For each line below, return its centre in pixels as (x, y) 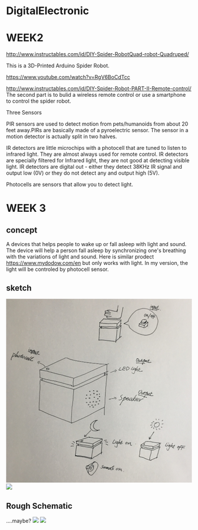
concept (22, 230)
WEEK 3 (26, 208)
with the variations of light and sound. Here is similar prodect (80, 257)
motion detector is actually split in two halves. (62, 136)
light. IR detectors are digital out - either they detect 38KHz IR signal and (94, 167)
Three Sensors (24, 113)
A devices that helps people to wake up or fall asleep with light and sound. (96, 244)
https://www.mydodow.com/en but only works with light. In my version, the (97, 263)
